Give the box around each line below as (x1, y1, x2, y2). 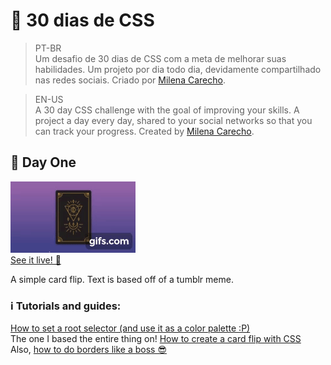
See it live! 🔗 (10, 254, 62, 266)
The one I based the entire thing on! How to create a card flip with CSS (10, 333, 302, 345)
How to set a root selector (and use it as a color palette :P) (10, 322, 251, 334)
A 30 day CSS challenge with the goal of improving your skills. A (34, 104, 300, 116)
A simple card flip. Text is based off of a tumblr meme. (10, 273, 234, 285)
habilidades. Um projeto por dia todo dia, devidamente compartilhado (34, 63, 322, 75)
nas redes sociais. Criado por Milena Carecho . (34, 74, 226, 86)
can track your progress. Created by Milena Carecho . (34, 125, 255, 137)
